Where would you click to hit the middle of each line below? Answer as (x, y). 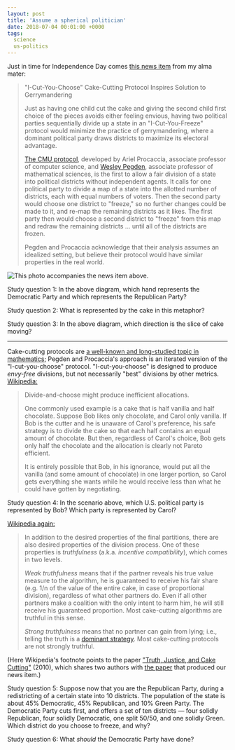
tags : (15, 33)
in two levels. (43, 559)
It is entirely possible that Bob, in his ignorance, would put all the (117, 466)
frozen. (35, 233)
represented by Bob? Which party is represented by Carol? (92, 510)
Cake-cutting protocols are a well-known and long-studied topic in (103, 352)
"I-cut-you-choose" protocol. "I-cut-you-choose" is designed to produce (112, 366)
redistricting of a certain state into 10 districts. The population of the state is (116, 696)
